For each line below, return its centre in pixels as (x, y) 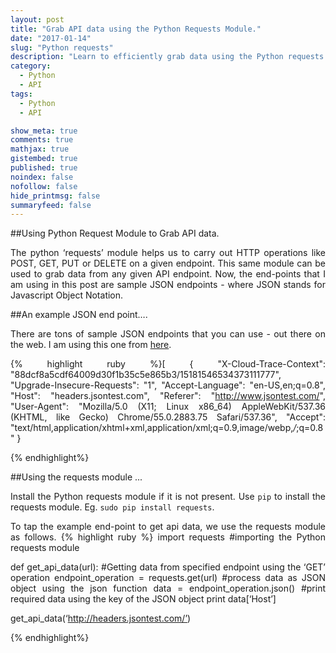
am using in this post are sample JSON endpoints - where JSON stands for (168, 285)
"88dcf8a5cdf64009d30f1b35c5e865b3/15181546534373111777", (146, 375)
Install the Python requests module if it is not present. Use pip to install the (168, 497)
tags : (21, 94)
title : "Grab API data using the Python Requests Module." (136, 29)
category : (31, 66)
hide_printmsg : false (55, 196)
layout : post (37, 19)
